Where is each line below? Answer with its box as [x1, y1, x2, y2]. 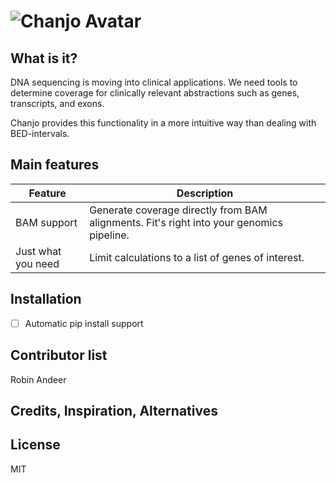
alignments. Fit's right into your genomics [89, 215, 284, 229]
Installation [10, 291, 82, 308]
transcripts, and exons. [10, 98, 105, 109]
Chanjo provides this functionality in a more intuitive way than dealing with [10, 117, 317, 129]
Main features [10, 156, 100, 174]
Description [176, 186, 234, 200]
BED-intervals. [10, 128, 70, 139]
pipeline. [89, 228, 130, 242]
